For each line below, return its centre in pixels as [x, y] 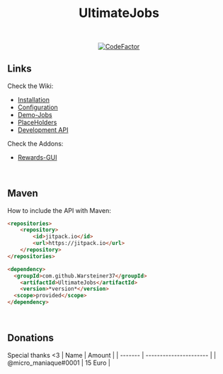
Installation [34, 99]
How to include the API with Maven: [59, 210]
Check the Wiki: [30, 86]
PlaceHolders [37, 122]
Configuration [38, 107]
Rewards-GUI [37, 157]
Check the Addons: [35, 143]
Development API [43, 130]
